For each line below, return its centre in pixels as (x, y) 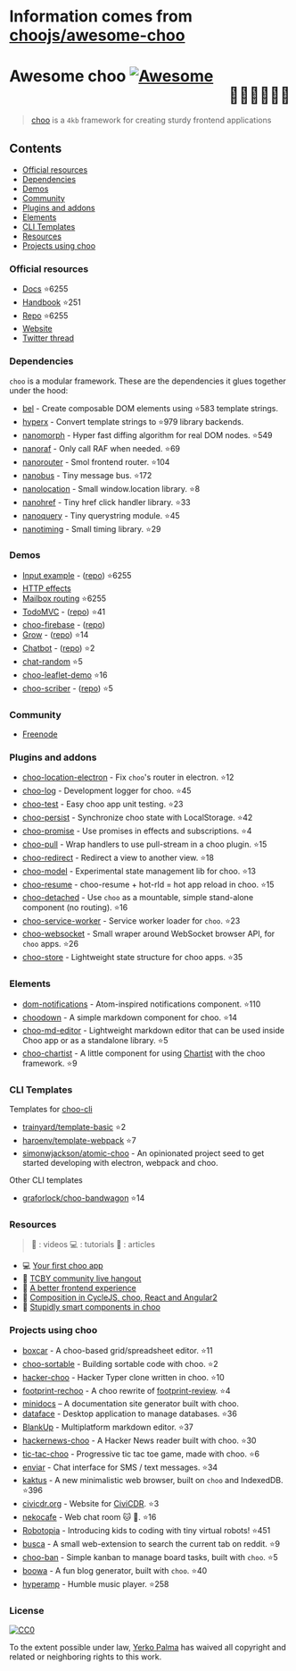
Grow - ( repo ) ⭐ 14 (55, 634)
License (27, 1610)
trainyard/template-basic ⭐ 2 (74, 1127)
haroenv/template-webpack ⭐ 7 (79, 1141)
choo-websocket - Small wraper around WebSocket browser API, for (148, 934)
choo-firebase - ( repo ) (63, 624)
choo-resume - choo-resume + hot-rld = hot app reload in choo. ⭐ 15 (148, 885)
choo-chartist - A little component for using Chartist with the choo (144, 1053)
